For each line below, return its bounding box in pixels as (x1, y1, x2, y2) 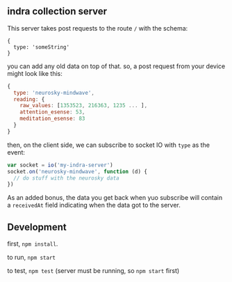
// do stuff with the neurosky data (13, 174, 119, 182)
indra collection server (7, 6, 108, 17)
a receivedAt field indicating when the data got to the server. (7, 201, 181, 210)
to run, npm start (7, 253, 56, 262)
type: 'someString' (13, 43, 70, 51)
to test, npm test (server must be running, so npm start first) (7, 267, 180, 275)
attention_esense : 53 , (19, 109, 85, 116)
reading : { (13, 95, 45, 103)
